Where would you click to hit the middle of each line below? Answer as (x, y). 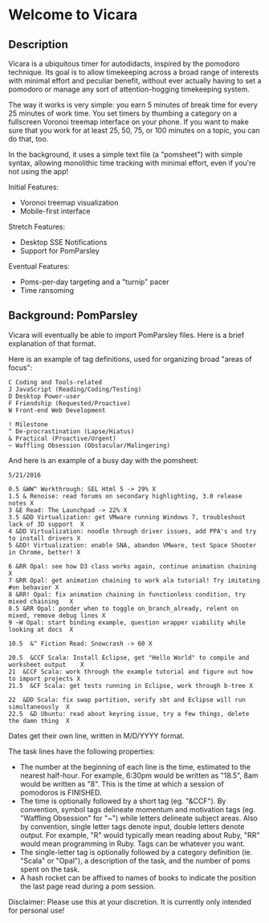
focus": (20, 368)
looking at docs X (41, 629)
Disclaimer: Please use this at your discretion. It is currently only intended (130, 901)
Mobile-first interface (55, 211)
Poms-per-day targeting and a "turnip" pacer (94, 282)
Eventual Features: (39, 266)
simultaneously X (39, 707)
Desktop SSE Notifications (63, 242)
